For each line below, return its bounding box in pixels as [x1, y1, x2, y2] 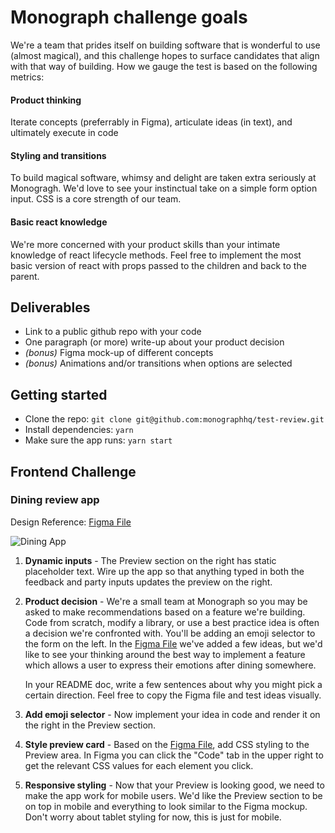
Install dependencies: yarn [24, 424, 134, 436]
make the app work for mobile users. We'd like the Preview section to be [24, 789, 323, 801]
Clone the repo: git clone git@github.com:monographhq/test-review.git [24, 413, 325, 425]
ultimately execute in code [10, 127, 119, 139]
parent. [10, 270, 40, 282]
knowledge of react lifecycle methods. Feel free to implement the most [10, 249, 302, 261]
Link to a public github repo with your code [24, 326, 202, 338]
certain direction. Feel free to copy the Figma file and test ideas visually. [24, 689, 322, 701]
